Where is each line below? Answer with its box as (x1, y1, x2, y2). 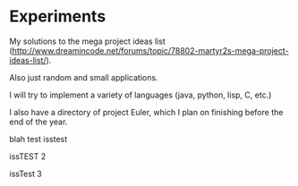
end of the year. (9, 116, 68, 127)
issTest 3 (9, 168, 42, 179)
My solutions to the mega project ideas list (9, 36, 166, 46)
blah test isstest (9, 133, 68, 144)
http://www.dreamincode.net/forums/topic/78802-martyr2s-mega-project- (12, 45, 289, 55)
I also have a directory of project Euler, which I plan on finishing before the (9, 106, 284, 117)
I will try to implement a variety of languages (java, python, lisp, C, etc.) (9, 89, 272, 100)
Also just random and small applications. (9, 72, 158, 82)
